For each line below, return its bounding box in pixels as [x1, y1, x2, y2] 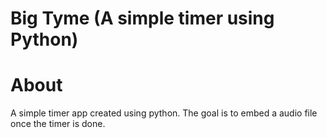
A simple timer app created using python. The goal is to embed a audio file [10, 107, 318, 119]
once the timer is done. [10, 118, 106, 130]
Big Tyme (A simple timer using [10, 7, 275, 30]
